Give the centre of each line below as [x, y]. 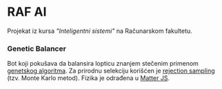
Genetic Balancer [37, 49]
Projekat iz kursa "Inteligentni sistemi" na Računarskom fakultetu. [100, 31]
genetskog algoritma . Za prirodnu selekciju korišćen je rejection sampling [111, 71]
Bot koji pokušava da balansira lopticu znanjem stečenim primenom [103, 64]
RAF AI [27, 12]
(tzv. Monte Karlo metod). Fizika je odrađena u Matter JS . [89, 78]
